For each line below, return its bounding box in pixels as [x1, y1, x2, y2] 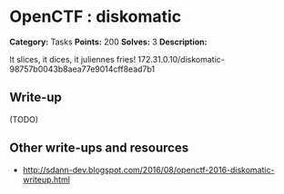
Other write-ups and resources [9, 141, 189, 156]
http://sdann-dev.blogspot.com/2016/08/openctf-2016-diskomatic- [22, 164, 275, 175]
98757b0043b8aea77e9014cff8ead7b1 [9, 63, 156, 74]
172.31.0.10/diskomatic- [137, 53, 225, 64]
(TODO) [9, 113, 39, 124]
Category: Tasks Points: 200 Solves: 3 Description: [9, 36, 208, 47]
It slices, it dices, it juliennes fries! [9, 53, 137, 64]
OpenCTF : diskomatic [9, 6, 182, 27]
